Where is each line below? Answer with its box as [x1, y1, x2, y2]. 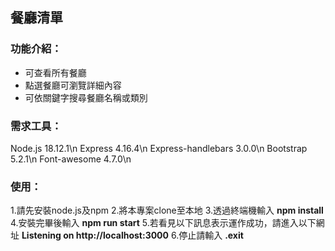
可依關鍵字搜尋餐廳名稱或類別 [24, 91, 148, 103]
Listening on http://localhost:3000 [21, 229, 169, 242]
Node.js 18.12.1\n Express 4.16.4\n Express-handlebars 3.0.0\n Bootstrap [10, 142, 308, 154]
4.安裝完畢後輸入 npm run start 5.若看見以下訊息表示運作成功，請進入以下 [10, 217, 317, 229]
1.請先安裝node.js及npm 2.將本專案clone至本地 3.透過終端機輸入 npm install [10, 204, 324, 217]
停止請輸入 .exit [178, 229, 244, 242]
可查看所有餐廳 [24, 66, 87, 78]
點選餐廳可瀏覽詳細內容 [24, 79, 122, 91]
